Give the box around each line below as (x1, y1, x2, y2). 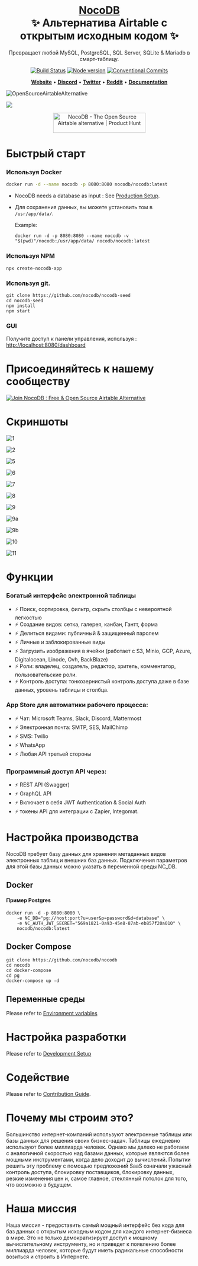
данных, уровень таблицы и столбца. (14, 686, 109, 693)
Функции (6, 570, 54, 584)
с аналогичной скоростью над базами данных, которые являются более (6, 1150, 190, 1157)
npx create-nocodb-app (6, 265, 62, 271)
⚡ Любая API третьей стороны (14, 750, 92, 757)
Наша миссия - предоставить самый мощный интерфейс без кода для (6, 1222, 185, 1229)
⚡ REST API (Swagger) (14, 781, 70, 788)
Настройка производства (6, 831, 139, 845)
